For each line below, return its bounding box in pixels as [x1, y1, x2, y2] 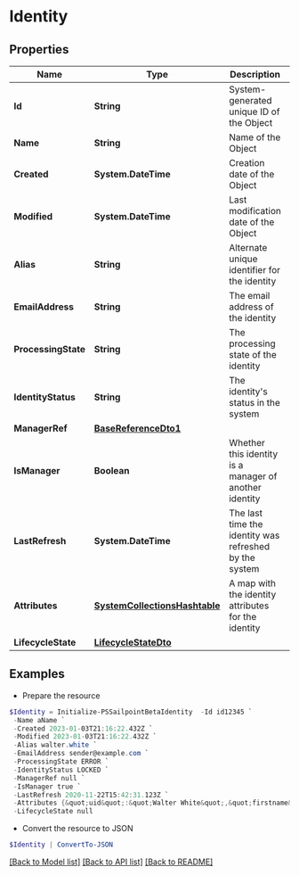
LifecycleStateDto [93, 636, 172, 648]
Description [230, 69, 280, 80]
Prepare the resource [21, 689, 101, 701]
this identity [228, 448, 279, 460]
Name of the [228, 131, 281, 144]
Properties [9, 42, 69, 57]
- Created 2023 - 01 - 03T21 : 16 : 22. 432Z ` [12, 724, 153, 733]
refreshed [228, 541, 271, 552]
